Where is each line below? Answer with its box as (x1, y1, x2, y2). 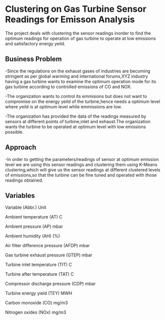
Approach (5, 143, 36, 152)
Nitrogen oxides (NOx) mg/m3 (5, 309, 66, 316)
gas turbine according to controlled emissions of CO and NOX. (5, 84, 132, 90)
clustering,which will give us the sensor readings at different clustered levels (5, 166, 161, 173)
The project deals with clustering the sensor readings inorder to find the (5, 30, 151, 36)
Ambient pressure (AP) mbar (5, 224, 63, 229)
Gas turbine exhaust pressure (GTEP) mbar (5, 252, 93, 258)
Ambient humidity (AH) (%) (5, 233, 60, 239)
